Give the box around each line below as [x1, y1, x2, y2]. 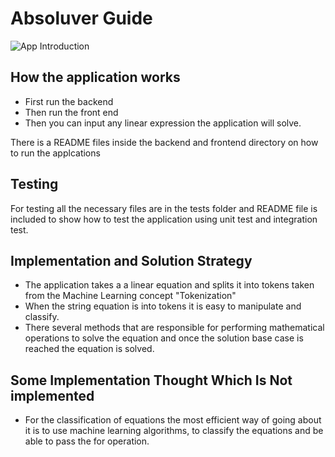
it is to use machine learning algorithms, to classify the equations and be [24, 425, 324, 437]
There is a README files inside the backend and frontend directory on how [10, 136, 319, 148]
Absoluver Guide [10, 7, 153, 30]
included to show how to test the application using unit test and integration [10, 213, 318, 225]
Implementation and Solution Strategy [10, 252, 253, 269]
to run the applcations [10, 147, 101, 159]
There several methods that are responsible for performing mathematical [24, 322, 325, 334]
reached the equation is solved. [24, 343, 155, 355]
